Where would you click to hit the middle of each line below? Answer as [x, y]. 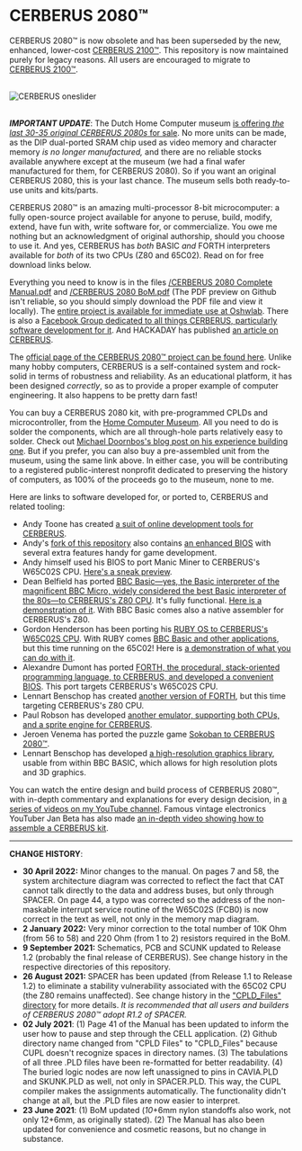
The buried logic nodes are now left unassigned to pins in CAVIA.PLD [150, 1072]
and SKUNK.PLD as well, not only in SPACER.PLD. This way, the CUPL [151, 1081]
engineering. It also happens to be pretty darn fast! [103, 395]
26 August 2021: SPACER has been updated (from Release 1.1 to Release [157, 976]
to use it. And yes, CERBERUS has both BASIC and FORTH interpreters [140, 245]
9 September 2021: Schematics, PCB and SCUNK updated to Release [151, 947]
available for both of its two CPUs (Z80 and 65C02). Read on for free [137, 255]
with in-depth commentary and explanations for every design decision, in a [148, 799]
